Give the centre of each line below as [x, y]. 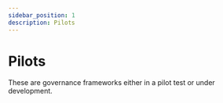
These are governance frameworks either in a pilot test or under [112, 83]
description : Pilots [42, 23]
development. [30, 91]
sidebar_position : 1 [42, 15]
